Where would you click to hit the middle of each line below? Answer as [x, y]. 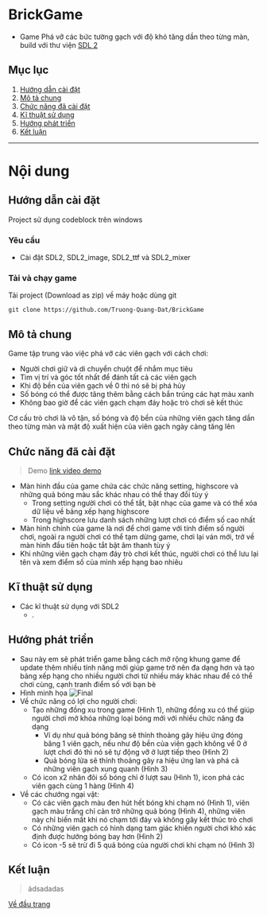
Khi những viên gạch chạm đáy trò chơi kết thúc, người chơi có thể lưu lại [139, 554]
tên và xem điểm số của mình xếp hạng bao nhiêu [101, 561]
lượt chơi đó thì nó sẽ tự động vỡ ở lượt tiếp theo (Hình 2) [136, 752]
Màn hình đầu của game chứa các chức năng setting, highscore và [129, 486]
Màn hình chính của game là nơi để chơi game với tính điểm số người [132, 528]
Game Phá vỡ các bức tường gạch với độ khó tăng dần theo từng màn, [135, 37]
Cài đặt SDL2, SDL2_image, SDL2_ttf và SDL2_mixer [105, 258]
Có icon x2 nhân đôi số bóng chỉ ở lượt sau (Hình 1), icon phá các [138, 777]
